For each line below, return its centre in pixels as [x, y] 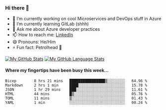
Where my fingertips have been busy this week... [57, 70]
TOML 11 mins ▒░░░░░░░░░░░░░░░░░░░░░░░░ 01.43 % [76, 98]
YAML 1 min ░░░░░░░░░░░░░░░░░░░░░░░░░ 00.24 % [76, 103]
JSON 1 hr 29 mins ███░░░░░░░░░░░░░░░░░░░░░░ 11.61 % [76, 89]
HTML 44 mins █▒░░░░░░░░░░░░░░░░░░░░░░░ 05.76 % [76, 94]
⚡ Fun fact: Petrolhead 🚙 [37, 48]
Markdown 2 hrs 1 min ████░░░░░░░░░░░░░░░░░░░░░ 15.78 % [76, 85]
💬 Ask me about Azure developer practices [56, 29]
